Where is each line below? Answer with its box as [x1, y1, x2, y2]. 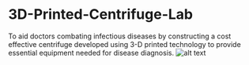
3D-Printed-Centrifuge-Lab [8, 5, 194, 23]
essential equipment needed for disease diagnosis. [8, 48, 175, 57]
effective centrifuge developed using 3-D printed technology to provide [8, 39, 241, 49]
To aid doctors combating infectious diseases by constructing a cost [8, 31, 232, 41]
